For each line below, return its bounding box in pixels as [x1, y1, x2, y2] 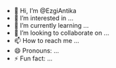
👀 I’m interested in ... [13, 14, 74, 22]
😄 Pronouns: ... [13, 46, 60, 55]
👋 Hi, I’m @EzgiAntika [13, 7, 77, 15]
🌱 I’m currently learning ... [13, 22, 89, 29]
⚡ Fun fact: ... [13, 54, 53, 62]
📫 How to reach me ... [13, 37, 79, 44]
